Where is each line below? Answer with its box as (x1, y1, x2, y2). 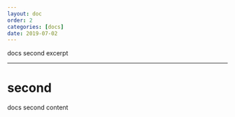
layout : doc (7, 10, 42, 18)
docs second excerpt (7, 49, 69, 57)
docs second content (7, 103, 69, 112)
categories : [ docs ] (7, 23, 64, 30)
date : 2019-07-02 (7, 29, 58, 37)
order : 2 (7, 17, 33, 24)
